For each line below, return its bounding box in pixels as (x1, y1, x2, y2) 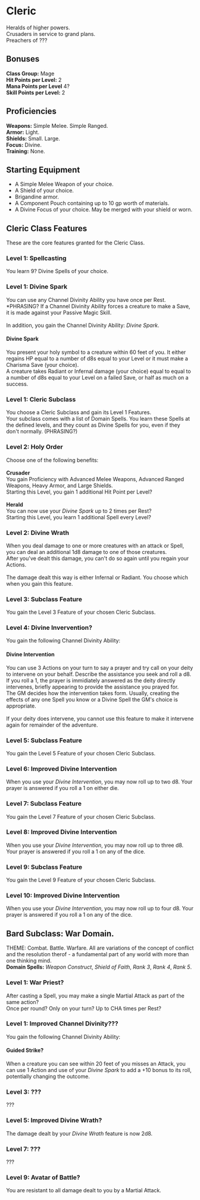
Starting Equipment (6, 164, 80, 175)
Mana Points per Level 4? (6, 82, 70, 90)
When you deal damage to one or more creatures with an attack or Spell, (6, 542, 185, 549)
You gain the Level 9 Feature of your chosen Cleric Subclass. (6, 877, 156, 884)
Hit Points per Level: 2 (6, 76, 62, 83)
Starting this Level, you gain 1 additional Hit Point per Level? (6, 488, 153, 495)
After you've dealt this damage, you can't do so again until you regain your (6, 555, 189, 562)
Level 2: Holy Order (6, 443, 64, 451)
